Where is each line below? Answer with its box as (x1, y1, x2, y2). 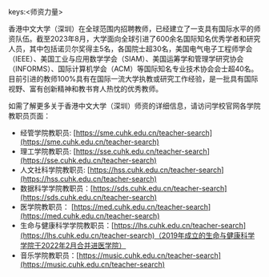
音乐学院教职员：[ (19, 251, 79, 260)
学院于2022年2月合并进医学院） (19, 241, 126, 250)
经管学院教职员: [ (19, 128, 76, 138)
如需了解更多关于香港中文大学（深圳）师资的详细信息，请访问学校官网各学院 (8, 101, 261, 110)
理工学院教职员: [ (19, 147, 76, 156)
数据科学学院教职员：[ (19, 183, 94, 193)
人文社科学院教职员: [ (19, 165, 90, 175)
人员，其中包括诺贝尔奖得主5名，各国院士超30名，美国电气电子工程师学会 (8, 44, 253, 54)
